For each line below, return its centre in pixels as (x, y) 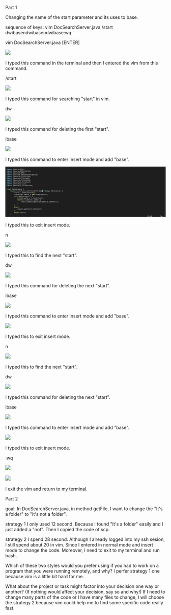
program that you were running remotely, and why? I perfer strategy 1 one (83, 571)
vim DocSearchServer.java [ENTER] (42, 42)
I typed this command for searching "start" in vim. (58, 99)
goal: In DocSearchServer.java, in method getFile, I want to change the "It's (84, 509)
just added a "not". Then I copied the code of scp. (58, 529)
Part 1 (11, 7)
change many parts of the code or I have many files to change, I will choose (85, 597)
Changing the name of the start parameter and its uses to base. (72, 17)
